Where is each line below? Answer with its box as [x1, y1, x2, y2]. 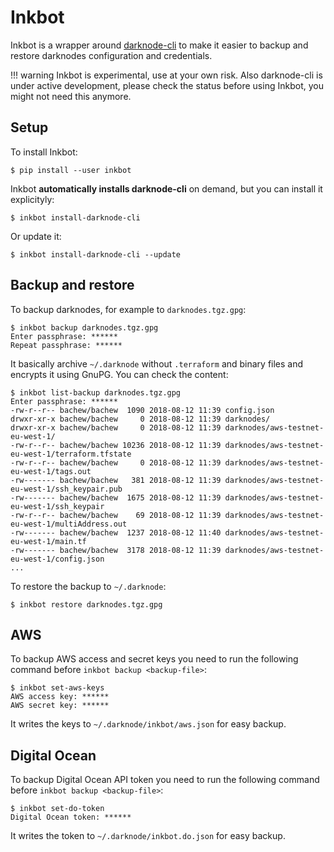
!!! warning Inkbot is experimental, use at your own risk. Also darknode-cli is [10, 69, 323, 81]
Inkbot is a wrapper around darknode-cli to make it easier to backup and [10, 39, 309, 51]
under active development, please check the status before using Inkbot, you [10, 79, 324, 91]
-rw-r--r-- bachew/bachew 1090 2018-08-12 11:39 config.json [10, 405, 275, 415]
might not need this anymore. [10, 90, 132, 102]
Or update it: [10, 230, 62, 242]
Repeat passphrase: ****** [10, 340, 123, 350]
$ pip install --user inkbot [10, 165, 132, 175]
